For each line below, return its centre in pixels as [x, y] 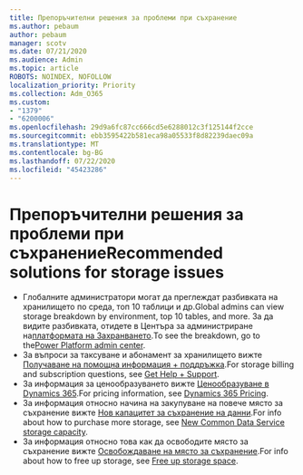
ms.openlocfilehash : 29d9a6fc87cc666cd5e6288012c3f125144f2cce [132, 128]
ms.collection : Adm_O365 [56, 93]
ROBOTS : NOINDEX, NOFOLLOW [60, 77]
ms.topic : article [44, 69]
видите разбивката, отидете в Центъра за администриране [138, 326]
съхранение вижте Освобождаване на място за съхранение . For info [155, 451]
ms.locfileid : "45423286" [58, 170]
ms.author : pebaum [44, 26]
